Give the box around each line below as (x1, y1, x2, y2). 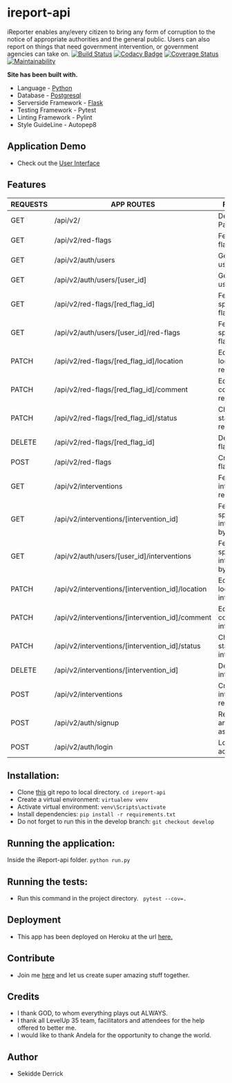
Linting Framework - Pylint (17, 113, 93, 122)
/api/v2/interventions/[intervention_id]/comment (54, 613, 212, 622)
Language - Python (17, 84, 72, 92)
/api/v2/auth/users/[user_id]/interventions (54, 551, 192, 561)
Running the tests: (7, 876, 88, 888)
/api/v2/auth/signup (54, 718, 119, 727)
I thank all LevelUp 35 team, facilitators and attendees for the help (17, 1017, 205, 1025)
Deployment (7, 914, 61, 926)
